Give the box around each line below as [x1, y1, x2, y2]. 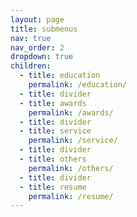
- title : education [19, 71, 101, 81]
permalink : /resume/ [28, 191, 114, 201]
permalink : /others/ [28, 163, 114, 173]
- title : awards [19, 98, 87, 108]
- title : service [19, 126, 92, 136]
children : [10, 61, 52, 71]
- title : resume [19, 182, 87, 192]
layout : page [10, 14, 65, 25]
